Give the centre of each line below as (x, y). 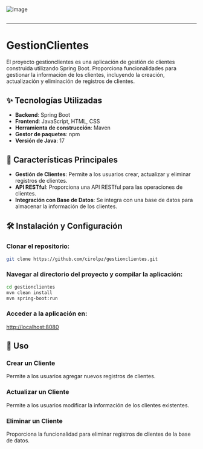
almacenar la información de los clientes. (66, 206)
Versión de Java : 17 (40, 141)
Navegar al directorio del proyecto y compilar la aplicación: (95, 274)
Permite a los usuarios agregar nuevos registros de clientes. (81, 376)
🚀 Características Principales (62, 159)
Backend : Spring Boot (43, 115)
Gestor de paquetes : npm (47, 134)
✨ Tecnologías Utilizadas (54, 100)
